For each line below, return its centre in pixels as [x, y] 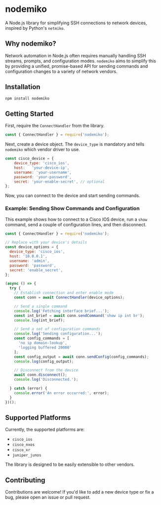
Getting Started [29, 114]
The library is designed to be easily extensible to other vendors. [70, 464]
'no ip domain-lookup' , [43, 343]
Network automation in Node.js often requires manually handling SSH [76, 55]
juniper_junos [27, 455]
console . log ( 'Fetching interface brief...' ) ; [62, 311]
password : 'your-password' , [43, 177]
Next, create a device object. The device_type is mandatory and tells [75, 144]
